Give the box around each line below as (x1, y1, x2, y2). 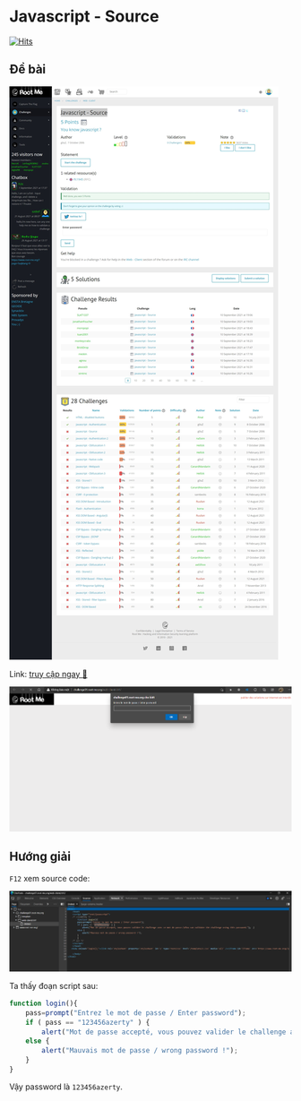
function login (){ (9, 999, 78, 1008)
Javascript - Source (9, 6, 159, 27)
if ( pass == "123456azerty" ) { (25, 1018, 150, 1027)
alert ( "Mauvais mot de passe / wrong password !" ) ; (41, 1046, 239, 1055)
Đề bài (9, 62, 47, 77)
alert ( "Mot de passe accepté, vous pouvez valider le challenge (41, 1028, 287, 1036)
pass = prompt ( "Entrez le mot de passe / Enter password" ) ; (25, 1008, 246, 1018)
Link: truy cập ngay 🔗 (9, 668, 88, 679)
